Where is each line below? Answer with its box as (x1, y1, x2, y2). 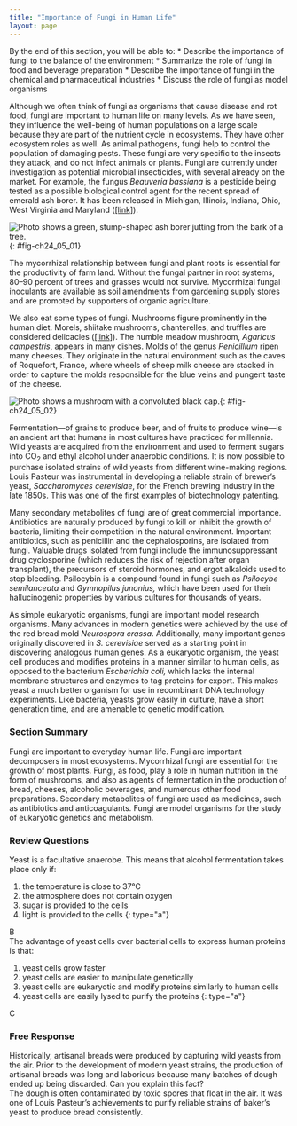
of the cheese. (9, 378, 62, 389)
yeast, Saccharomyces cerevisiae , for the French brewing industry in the (9, 481, 275, 492)
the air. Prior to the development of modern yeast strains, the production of (9, 1059, 284, 1070)
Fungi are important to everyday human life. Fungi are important (9, 746, 242, 757)
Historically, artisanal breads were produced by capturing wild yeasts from (9, 1051, 282, 1061)
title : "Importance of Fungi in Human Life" (9, 12, 176, 22)
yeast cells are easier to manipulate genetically (21, 972, 194, 982)
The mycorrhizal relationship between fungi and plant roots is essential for (9, 257, 281, 268)
